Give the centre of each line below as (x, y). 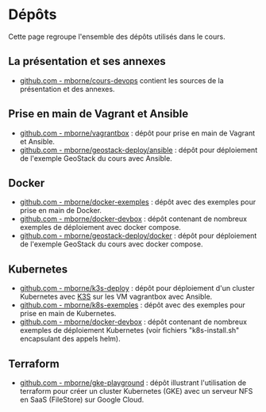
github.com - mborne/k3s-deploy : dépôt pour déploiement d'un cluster (137, 288)
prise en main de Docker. (60, 211)
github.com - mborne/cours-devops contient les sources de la (121, 80)
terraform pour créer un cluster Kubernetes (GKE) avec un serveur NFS (136, 391)
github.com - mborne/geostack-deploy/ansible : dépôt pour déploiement (139, 150)
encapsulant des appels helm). (70, 339)
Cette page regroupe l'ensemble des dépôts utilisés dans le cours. (117, 36)
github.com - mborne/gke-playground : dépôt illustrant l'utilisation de (133, 383)
